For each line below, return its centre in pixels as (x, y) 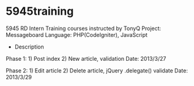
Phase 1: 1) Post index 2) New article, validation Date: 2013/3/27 (86, 58)
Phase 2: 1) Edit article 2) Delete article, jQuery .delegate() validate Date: (97, 70)
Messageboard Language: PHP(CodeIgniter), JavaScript (77, 34)
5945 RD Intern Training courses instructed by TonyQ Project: (84, 28)
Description (29, 47)
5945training (40, 11)
